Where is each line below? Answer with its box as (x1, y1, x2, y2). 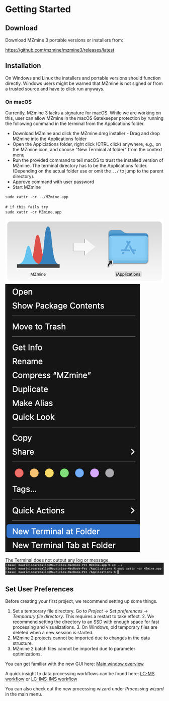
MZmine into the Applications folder (12, 136, 87, 142)
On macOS (5, 98, 32, 105)
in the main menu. (5, 691, 43, 697)
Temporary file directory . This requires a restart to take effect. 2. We (12, 613, 154, 619)
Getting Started (5, 4, 71, 15)
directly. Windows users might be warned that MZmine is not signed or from (5, 80, 163, 86)
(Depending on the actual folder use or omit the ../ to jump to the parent (12, 168, 163, 174)
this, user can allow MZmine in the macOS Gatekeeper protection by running (5, 115, 163, 121)
